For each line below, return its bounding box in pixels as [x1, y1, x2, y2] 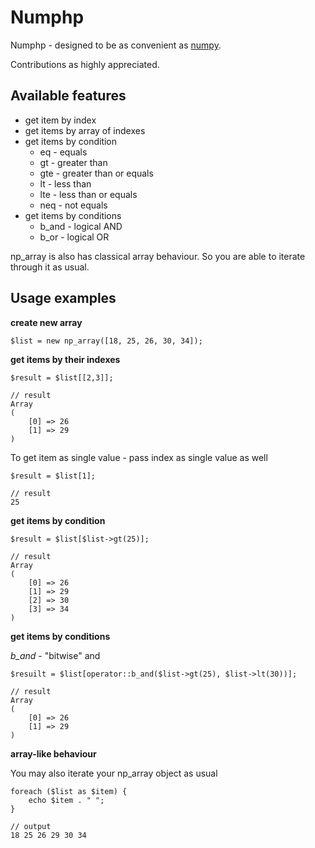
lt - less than [39, 177, 92, 190]
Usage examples [10, 290, 117, 307]
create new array [10, 316, 83, 328]
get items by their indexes [10, 353, 121, 365]
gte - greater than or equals [39, 167, 154, 179]
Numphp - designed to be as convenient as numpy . [10, 39, 222, 51]
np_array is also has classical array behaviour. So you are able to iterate [10, 250, 306, 262]
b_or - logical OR [39, 231, 110, 243]
